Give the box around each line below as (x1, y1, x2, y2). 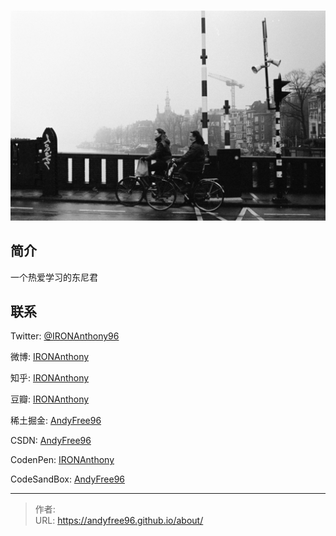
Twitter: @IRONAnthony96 (10, 330, 120, 342)
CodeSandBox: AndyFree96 (10, 473, 125, 485)
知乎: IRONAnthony (10, 372, 90, 384)
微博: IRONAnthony (10, 351, 90, 363)
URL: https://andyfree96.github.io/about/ (34, 515, 204, 527)
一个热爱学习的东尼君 (10, 271, 98, 283)
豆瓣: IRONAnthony (10, 393, 90, 405)
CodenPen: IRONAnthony (10, 454, 115, 466)
